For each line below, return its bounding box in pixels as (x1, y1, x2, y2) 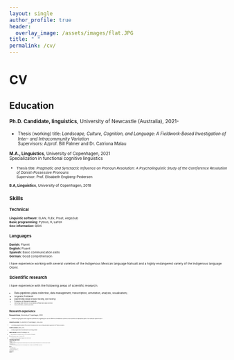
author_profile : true (9, 17, 72, 24)
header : (9, 23, 32, 30)
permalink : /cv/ (9, 42, 56, 49)
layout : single (9, 10, 53, 17)
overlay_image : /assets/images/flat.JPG (15, 29, 134, 37)
